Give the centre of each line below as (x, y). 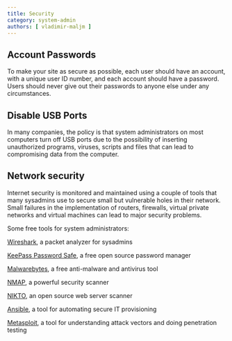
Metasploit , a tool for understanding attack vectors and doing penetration (112, 322)
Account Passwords (52, 55)
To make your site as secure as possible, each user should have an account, (116, 72)
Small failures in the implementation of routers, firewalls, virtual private (108, 207)
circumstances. (29, 94)
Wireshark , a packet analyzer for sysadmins (70, 242)
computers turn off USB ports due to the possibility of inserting (97, 139)
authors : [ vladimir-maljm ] (49, 26)
